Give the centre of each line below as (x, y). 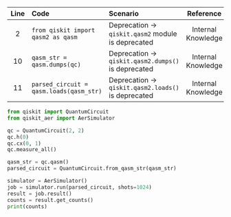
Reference (204, 13)
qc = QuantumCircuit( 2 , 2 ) (46, 130)
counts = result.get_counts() (51, 200)
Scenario (124, 13)
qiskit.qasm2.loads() (144, 88)
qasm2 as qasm (54, 37)
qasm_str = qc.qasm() (38, 162)
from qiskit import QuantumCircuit (58, 112)
